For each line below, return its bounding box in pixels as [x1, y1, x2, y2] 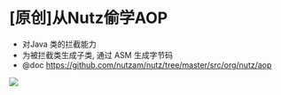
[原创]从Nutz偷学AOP [9, 8, 168, 28]
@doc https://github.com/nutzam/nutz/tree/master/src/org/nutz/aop [21, 59, 272, 70]
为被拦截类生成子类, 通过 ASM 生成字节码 [21, 49, 173, 60]
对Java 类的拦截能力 [21, 39, 98, 49]
